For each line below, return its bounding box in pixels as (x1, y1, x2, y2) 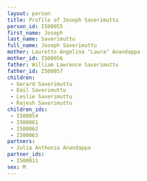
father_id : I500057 (7, 67, 63, 74)
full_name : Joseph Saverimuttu (7, 42, 97, 49)
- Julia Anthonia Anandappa (10, 145, 91, 151)
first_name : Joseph (7, 29, 63, 36)
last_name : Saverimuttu (7, 36, 76, 43)
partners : (7, 138, 36, 145)
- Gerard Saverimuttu (10, 81, 72, 87)
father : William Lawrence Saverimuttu (7, 61, 119, 68)
